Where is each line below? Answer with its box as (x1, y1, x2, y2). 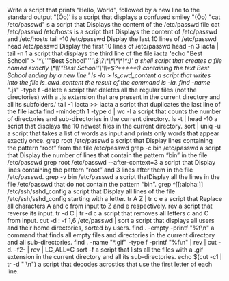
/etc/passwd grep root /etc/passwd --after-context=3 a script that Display (7, 159, 216, 166)
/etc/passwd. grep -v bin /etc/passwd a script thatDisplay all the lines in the (7, 173, 220, 180)
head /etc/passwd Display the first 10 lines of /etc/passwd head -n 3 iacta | (7, 42, 219, 50)
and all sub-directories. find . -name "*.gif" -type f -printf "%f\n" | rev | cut (7, 239, 217, 246)
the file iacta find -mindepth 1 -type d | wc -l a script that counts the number (7, 107, 221, 116)
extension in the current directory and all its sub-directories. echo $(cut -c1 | (7, 253, 222, 260)
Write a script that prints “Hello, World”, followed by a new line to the (7, 6, 200, 14)
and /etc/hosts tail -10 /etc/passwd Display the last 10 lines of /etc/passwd (7, 35, 217, 43)
